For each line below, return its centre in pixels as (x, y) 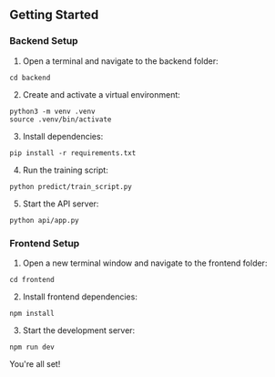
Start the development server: (79, 330)
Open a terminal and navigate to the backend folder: (120, 61)
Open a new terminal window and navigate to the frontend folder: (145, 263)
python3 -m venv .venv (52, 111)
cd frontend (32, 279)
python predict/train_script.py (71, 186)
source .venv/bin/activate (61, 119)
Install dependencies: (63, 136)
